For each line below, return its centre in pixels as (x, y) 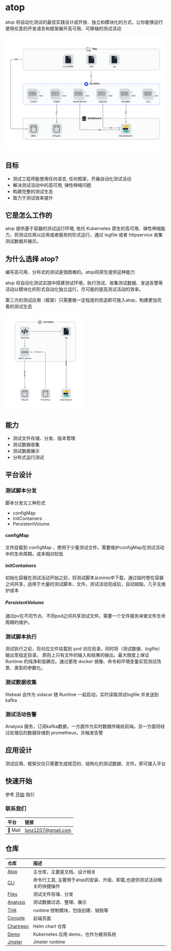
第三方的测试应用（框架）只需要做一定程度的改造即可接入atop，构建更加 (81, 300)
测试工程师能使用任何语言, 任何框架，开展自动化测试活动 (72, 179)
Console (16, 918)
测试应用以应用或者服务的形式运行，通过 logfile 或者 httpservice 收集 (91, 235)
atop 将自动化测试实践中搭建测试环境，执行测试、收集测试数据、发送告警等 (84, 283)
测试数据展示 (26, 451)
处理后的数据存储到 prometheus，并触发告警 (56, 732)
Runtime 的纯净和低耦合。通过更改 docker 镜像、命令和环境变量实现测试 (81, 662)
